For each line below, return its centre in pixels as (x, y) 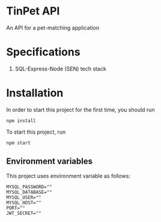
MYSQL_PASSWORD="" (29, 187)
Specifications (43, 52)
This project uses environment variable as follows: (68, 176)
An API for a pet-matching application (53, 28)
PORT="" (16, 208)
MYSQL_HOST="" (24, 203)
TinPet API (33, 11)
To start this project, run (36, 132)
